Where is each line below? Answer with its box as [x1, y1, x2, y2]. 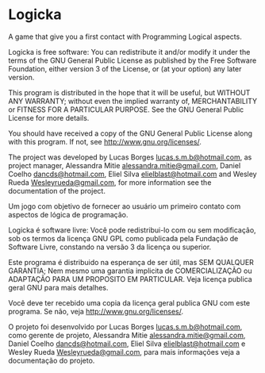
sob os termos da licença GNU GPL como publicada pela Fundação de [8, 233, 239, 243]
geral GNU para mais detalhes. [8, 283, 109, 292]
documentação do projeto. [8, 356, 95, 365]
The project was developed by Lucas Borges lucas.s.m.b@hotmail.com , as [8, 152, 252, 162]
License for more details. [8, 113, 90, 122]
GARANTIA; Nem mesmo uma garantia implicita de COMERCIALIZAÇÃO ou [8, 266, 252, 275]
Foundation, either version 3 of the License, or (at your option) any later [8, 63, 242, 73]
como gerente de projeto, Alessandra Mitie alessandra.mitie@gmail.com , [8, 330, 246, 340]
